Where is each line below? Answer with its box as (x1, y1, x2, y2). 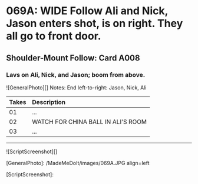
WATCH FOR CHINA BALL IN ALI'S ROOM (32, 117, 147, 125)
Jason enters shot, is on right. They (6, 17, 183, 30)
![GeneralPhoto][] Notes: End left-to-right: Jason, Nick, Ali (6, 84, 147, 91)
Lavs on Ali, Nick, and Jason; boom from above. (6, 70, 146, 79)
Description (32, 98, 66, 106)
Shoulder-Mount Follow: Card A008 (6, 53, 140, 63)
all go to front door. (6, 30, 101, 43)
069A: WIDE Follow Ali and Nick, (6, 4, 168, 18)
